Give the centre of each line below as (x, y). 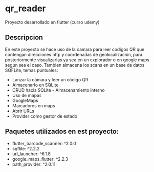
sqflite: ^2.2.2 (26, 148)
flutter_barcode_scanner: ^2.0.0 (44, 143)
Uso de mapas (27, 95)
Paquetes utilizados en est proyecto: (62, 132)
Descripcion (24, 37)
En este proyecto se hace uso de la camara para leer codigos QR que (75, 49)
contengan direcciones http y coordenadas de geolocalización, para (74, 54)
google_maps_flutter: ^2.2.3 (40, 159)
